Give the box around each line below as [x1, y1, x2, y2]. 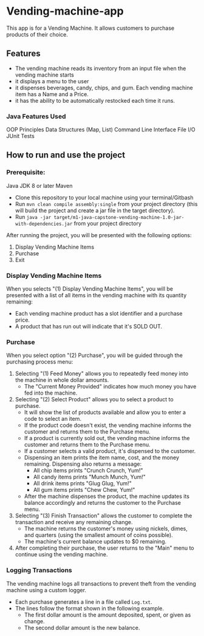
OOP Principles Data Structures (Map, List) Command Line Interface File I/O [6, 126, 195, 133]
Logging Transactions [6, 566, 72, 575]
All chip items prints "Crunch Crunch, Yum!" [33, 467, 144, 474]
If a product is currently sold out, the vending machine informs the [24, 435, 190, 442]
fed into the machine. [24, 389, 78, 396]
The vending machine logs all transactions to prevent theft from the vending [6, 579, 196, 587]
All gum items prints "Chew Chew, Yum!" [33, 486, 135, 494]
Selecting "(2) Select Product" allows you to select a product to [15, 396, 174, 403]
